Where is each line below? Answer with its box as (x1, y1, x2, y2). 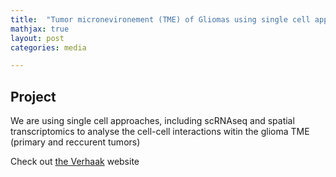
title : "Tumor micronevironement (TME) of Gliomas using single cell (10, 14, 311, 25)
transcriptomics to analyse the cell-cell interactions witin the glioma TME (10, 126, 310, 138)
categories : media (10, 42, 87, 53)
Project (10, 88, 57, 105)
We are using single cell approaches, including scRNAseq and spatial (10, 115, 295, 127)
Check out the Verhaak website (10, 156, 140, 168)
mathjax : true (10, 24, 70, 34)
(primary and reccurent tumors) (10, 136, 141, 148)
